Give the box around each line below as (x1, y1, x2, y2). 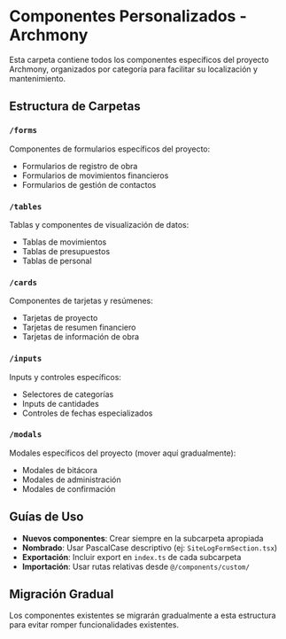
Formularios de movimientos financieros (21, 170, 169, 181)
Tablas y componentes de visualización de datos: (9, 219, 189, 230)
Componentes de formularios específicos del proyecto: (9, 144, 211, 154)
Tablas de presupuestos (21, 245, 111, 256)
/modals (9, 430, 43, 440)
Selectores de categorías (21, 388, 114, 400)
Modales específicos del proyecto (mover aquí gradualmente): (9, 448, 236, 458)
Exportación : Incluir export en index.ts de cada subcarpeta (21, 551, 242, 562)
